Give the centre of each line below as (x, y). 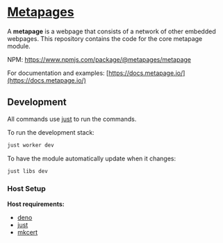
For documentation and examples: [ (58, 73)
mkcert (27, 232)
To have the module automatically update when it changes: (92, 158)
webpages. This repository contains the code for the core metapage (105, 38)
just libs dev (28, 171)
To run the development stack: (51, 132)
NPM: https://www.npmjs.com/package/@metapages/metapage (99, 59)
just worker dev (31, 145)
